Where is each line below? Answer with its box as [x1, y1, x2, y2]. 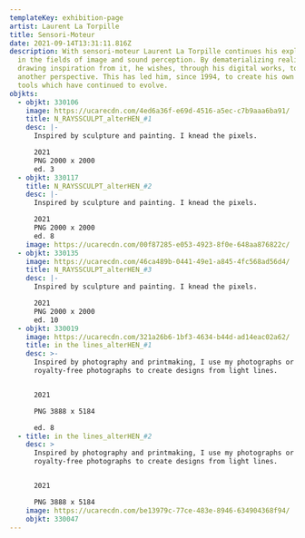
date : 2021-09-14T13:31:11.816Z [9, 38, 132, 48]
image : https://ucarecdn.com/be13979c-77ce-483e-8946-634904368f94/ [25, 505, 290, 515]
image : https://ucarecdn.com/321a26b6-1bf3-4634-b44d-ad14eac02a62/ [25, 332, 290, 341]
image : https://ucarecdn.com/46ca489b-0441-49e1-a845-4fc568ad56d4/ [25, 257, 290, 266]
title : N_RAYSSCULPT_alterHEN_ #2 [25, 181, 152, 191]
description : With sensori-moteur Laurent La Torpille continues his [9, 47, 279, 56]
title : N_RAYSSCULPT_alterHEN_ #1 [25, 114, 152, 123]
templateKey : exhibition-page [9, 13, 124, 23]
